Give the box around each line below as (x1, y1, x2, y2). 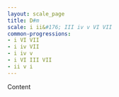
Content (7, 82, 31, 91)
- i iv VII (7, 43, 40, 50)
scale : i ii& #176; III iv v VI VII (7, 23, 113, 30)
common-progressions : (7, 30, 72, 38)
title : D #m (7, 17, 40, 24)
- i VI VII (7, 37, 40, 44)
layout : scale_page (7, 10, 65, 18)
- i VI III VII (7, 57, 52, 64)
